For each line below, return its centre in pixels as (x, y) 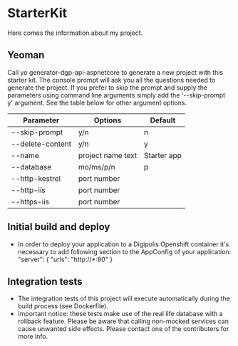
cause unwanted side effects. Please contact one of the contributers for (123, 329)
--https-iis (30, 201)
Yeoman (26, 55)
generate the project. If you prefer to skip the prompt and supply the (108, 88)
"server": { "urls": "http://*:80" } (65, 259)
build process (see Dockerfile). (63, 306)
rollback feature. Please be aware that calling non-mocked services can (123, 321)
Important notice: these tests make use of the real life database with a (120, 314)
